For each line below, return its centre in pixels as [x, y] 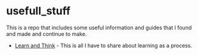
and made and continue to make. [47, 33]
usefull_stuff [38, 11]
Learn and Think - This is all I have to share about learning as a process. [103, 45]
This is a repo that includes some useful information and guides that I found [99, 27]
